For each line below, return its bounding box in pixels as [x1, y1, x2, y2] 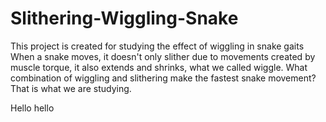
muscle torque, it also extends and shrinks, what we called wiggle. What [10, 61, 308, 73]
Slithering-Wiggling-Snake [10, 7, 239, 30]
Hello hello [10, 102, 55, 114]
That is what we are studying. [10, 82, 132, 94]
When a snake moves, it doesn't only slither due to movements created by [10, 50, 316, 62]
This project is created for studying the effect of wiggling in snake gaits [10, 40, 305, 52]
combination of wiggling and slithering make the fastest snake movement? [10, 72, 317, 84]
